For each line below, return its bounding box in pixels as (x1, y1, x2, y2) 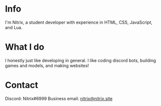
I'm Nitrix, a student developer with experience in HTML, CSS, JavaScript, (5, 19, 153, 25)
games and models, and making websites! (5, 62, 89, 68)
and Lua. (5, 24, 23, 30)
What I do (5, 42, 45, 53)
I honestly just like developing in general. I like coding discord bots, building (5, 57, 156, 63)
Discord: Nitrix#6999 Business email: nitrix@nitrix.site (5, 95, 113, 101)
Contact (5, 80, 38, 91)
